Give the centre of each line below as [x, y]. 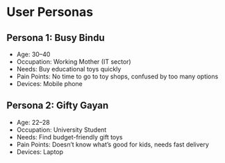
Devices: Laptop [40, 152]
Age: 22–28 [33, 122]
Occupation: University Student [61, 130]
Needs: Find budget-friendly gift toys [69, 137]
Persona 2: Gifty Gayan [58, 106]
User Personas [50, 12]
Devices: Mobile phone [49, 84]
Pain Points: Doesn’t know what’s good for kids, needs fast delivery [113, 144]
